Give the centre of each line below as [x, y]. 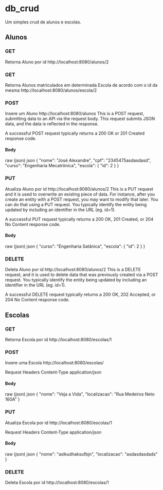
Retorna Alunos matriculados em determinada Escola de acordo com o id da [81, 85]
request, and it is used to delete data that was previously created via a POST [81, 275]
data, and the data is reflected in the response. [52, 124]
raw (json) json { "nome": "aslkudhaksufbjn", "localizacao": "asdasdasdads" [81, 454]
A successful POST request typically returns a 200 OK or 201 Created [75, 133]
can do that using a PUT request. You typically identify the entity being [76, 204]
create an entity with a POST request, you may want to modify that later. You [81, 199]
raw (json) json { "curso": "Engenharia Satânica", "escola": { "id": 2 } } [75, 246]
